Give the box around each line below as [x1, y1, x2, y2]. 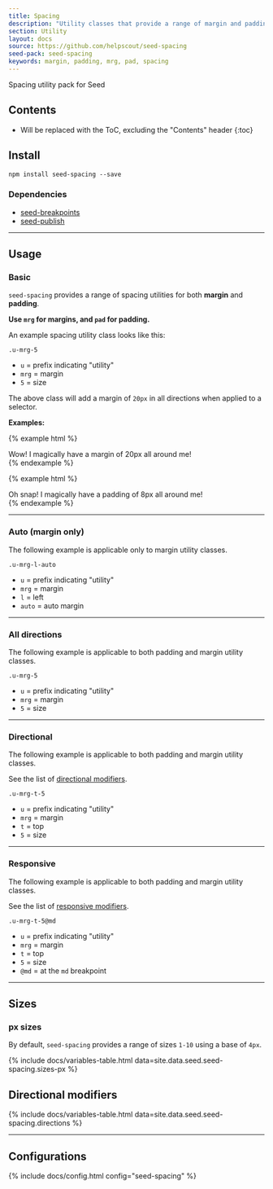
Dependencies [8, 189, 67, 200]
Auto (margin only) [8, 526, 84, 537]
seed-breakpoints [19, 207, 80, 217]
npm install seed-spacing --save [8, 170, 122, 178]
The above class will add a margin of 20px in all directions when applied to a [8, 393, 262, 403]
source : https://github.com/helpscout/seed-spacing [8, 42, 187, 50]
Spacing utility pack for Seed [8, 79, 106, 90]
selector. [8, 402, 38, 412]
